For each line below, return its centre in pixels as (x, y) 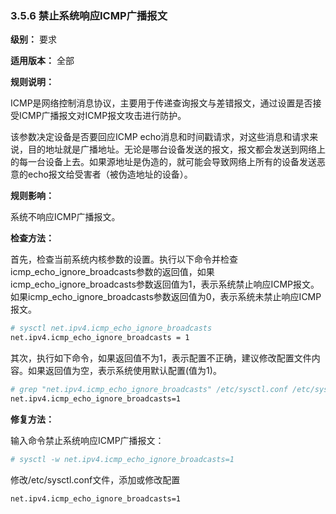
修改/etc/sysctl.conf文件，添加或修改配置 (95, 479)
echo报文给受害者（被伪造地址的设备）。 (110, 174)
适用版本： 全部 (42, 61)
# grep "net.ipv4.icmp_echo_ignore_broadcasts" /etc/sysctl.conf (149, 390)
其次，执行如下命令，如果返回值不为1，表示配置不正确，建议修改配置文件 (161, 358)
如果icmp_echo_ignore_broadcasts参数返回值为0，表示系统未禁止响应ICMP (166, 297)
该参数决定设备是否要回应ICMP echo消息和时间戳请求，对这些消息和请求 (160, 137)
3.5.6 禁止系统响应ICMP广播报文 (89, 15)
